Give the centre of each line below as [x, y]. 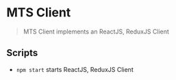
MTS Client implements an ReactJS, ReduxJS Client [96, 31]
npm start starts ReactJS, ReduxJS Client [75, 69]
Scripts [22, 53]
